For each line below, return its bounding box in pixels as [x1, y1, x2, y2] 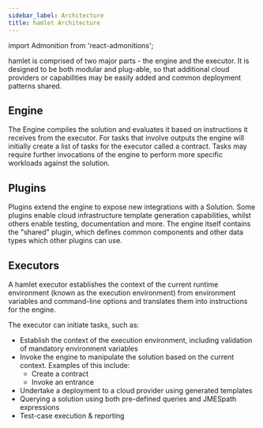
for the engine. [8, 305, 57, 314]
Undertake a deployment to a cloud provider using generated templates [19, 385, 253, 395]
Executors [8, 258, 60, 272]
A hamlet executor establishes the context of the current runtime [8, 280, 219, 289]
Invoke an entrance [31, 377, 95, 387]
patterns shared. [8, 81, 62, 91]
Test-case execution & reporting [19, 411, 125, 420]
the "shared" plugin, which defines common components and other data [8, 227, 243, 237]
